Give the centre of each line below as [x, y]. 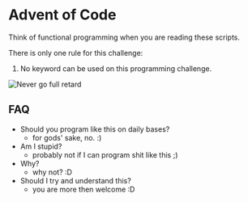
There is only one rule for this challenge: [76, 53]
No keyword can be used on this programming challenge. [116, 68]
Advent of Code [62, 15]
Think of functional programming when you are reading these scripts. [124, 37]
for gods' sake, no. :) [67, 137]
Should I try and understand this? [75, 180]
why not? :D [52, 172]
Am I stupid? [41, 146]
